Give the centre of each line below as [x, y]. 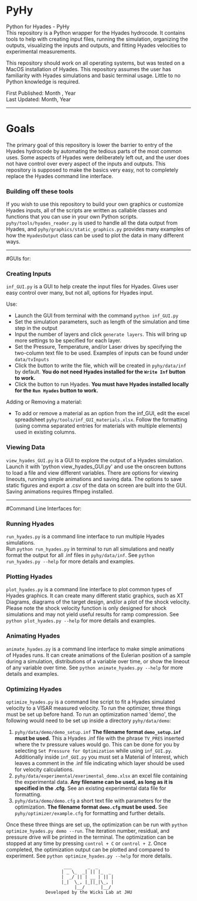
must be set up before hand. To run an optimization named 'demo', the [91, 714]
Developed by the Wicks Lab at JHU [89, 892]
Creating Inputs [29, 274]
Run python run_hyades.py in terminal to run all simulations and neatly [90, 549]
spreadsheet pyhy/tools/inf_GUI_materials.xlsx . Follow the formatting [101, 420]
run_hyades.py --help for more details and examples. [70, 562]
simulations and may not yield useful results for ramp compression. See [93, 615]
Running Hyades [30, 523]
